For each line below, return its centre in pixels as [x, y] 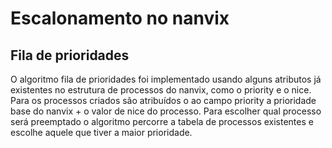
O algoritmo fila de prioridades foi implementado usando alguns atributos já [166, 79]
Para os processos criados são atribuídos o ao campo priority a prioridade [163, 100]
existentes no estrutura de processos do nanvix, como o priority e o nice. [161, 90]
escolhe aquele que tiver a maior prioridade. [101, 132]
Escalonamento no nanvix [120, 18]
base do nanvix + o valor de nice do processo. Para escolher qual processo [166, 111]
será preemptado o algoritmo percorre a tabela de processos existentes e [162, 121]
